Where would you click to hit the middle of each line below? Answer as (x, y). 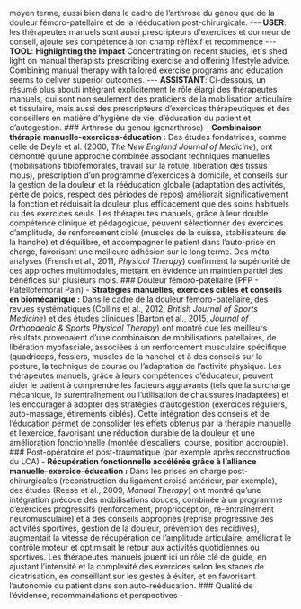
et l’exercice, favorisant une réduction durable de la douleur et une (133, 433)
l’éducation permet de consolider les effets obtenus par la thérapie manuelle (150, 423)
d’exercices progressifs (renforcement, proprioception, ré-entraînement (142, 509)
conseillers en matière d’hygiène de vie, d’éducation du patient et (130, 118)
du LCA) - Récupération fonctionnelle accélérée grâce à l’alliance (133, 461)
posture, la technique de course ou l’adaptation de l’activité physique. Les (146, 366)
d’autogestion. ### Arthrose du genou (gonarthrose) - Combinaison (136, 128)
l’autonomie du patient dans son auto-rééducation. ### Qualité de (131, 586)
